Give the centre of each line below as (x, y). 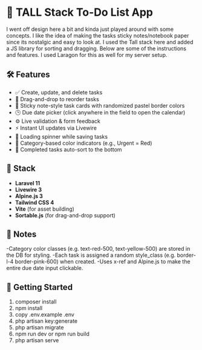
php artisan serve (37, 340)
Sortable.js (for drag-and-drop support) (65, 215)
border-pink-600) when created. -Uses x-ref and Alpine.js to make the (103, 262)
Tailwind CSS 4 (34, 202)
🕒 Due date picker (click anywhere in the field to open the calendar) (100, 112)
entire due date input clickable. (45, 268)
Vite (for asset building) (44, 209)
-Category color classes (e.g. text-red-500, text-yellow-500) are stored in (98, 249)
